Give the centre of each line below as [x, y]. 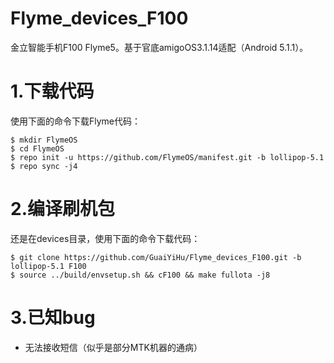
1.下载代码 [52, 91]
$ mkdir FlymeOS [44, 140]
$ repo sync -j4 [44, 166]
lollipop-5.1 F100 [48, 266]
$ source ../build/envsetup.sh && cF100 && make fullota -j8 [140, 275]
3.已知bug [53, 318]
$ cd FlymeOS [37, 148]
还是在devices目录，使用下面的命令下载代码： [105, 238]
